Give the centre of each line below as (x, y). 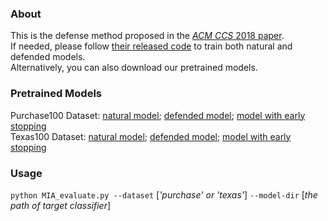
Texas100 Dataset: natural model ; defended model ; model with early (151, 136)
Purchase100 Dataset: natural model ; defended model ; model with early (158, 115)
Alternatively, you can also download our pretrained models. (134, 68)
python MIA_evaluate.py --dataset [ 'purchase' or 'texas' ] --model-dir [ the (164, 194)
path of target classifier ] (61, 205)
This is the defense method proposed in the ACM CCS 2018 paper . (147, 36)
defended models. (48, 57)
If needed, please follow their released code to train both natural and (151, 46)
